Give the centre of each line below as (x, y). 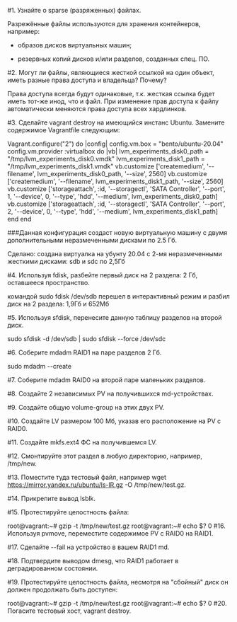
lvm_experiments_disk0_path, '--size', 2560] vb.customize (122, 174)
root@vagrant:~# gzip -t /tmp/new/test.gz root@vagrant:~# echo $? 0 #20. (117, 603)
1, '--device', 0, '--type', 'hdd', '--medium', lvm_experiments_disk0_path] (112, 196)
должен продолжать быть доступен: (63, 589)
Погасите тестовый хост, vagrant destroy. (69, 611)
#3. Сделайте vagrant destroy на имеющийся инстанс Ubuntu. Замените (116, 122)
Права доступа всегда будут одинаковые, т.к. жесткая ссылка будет (111, 94)
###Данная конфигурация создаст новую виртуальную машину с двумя (117, 232)
